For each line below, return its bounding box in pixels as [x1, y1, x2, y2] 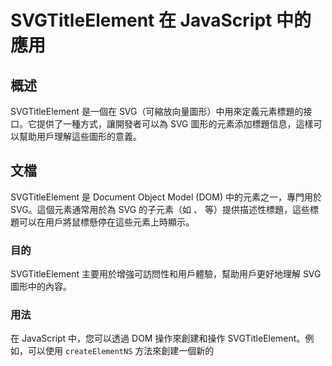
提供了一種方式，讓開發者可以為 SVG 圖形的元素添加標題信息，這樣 [36, 118, 314, 130]
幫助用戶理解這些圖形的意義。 [18, 131, 142, 142]
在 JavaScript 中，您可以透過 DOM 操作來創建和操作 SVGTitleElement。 [10, 332, 306, 345]
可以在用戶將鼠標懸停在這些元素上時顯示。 [18, 216, 195, 228]
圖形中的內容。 [10, 281, 72, 293]
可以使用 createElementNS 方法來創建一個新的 [27, 345, 215, 357]
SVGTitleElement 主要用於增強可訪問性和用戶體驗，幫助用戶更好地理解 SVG [10, 268, 322, 280]
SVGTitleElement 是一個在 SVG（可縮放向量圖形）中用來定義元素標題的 [10, 106, 304, 117]
